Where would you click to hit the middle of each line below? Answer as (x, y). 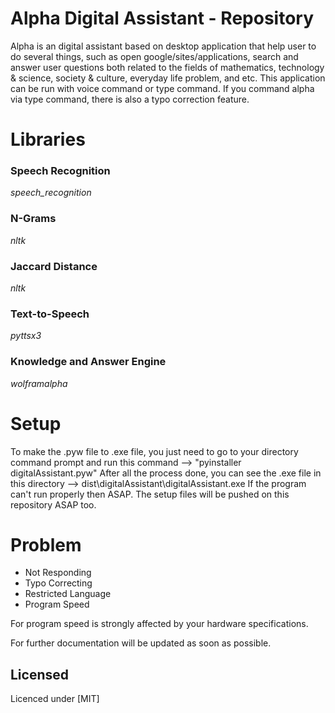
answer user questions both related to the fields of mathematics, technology (167, 67)
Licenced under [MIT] (55, 699)
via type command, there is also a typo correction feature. (130, 99)
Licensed (40, 674)
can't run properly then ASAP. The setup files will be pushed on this (150, 494)
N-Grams (33, 219)
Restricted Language (68, 594)
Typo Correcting (58, 583)
